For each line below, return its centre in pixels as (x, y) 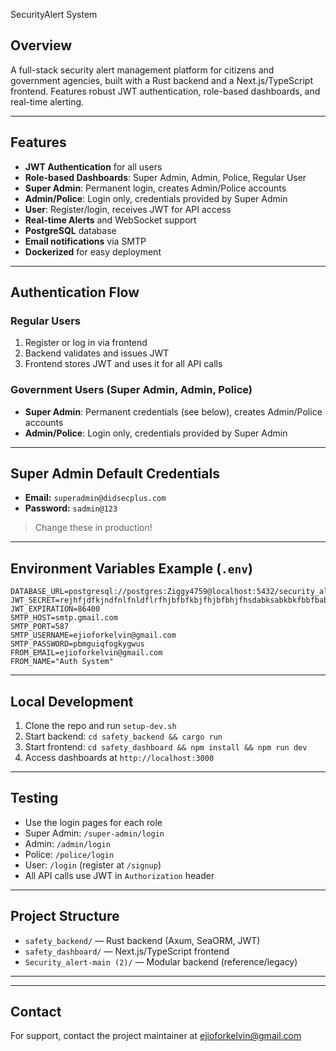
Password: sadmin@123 (71, 508)
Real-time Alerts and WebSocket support (110, 220)
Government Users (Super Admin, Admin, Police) (131, 390)
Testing (34, 798)
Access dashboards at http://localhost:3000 (119, 758)
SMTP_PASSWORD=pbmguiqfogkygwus (77, 644)
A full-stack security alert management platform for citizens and (142, 70)
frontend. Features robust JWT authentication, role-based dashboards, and (165, 91)
